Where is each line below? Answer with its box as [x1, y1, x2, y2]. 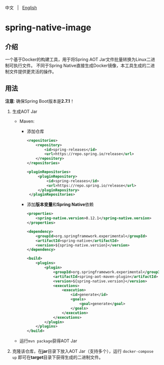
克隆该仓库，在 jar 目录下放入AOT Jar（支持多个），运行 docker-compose [12, 348, 154, 354]
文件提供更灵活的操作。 [9, 69, 57, 75]
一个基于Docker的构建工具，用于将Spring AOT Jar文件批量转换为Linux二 [5, 57, 151, 62]
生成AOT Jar [12, 108, 38, 114]
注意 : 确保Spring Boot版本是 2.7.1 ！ [5, 98, 75, 104]
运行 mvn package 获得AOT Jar [19, 338, 77, 344]
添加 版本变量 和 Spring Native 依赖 [26, 202, 94, 208]
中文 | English [5, 5, 38, 10]
